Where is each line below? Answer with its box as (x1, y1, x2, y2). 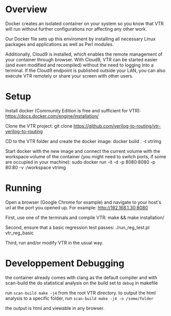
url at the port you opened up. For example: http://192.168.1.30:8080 (5, 204, 148, 210)
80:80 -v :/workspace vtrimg (5, 164, 66, 171)
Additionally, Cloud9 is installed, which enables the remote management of (5, 51, 163, 57)
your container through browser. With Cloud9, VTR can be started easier (5, 56, 158, 62)
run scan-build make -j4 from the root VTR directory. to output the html (5, 289, 156, 296)
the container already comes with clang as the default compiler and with (5, 274, 157, 280)
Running (5, 182, 42, 194)
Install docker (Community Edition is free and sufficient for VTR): (5, 107, 141, 113)
